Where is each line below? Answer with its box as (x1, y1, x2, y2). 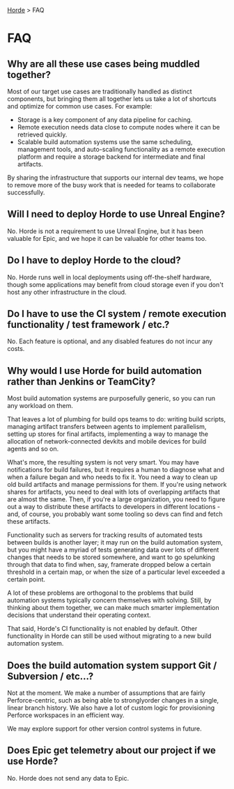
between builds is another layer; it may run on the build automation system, (7, 538, 223, 547)
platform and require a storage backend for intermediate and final (17, 153, 205, 161)
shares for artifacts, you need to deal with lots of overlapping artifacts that (7, 487, 221, 497)
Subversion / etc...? (7, 670, 94, 682)
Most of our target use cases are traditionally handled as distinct (7, 87, 193, 95)
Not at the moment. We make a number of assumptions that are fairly (7, 689, 205, 697)
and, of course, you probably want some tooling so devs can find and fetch (7, 510, 223, 518)
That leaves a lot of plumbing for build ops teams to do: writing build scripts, (7, 415, 226, 423)
